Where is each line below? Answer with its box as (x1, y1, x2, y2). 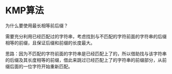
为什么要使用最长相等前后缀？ (5, 22, 68, 29)
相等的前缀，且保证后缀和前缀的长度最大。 (5, 39, 95, 46)
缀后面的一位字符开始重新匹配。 (5, 63, 73, 69)
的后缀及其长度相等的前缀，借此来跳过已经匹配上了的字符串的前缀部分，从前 (5, 57, 167, 63)
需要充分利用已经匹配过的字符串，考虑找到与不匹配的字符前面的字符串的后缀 (5, 33, 167, 39)
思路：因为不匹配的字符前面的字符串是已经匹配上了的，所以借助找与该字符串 (5, 51, 167, 57)
